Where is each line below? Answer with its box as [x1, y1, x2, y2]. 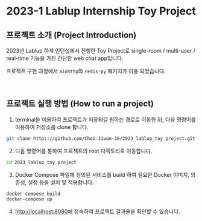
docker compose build [6, 191, 61, 197]
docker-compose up [6, 196, 52, 202]
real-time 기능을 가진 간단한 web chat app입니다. [6, 54, 124, 62]
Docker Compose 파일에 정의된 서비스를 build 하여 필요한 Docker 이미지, [14, 171, 190, 178]
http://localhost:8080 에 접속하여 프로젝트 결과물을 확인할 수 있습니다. [14, 208, 180, 216]
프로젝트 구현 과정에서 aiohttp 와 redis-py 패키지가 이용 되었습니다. [6, 68, 166, 74]
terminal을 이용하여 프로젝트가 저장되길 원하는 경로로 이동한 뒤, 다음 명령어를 [14, 116, 196, 123]
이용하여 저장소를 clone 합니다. [14, 123, 89, 131]
